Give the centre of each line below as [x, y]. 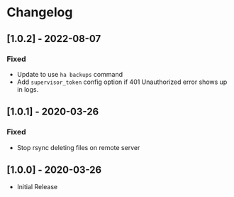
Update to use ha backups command [70, 74]
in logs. [28, 89]
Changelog [40, 12]
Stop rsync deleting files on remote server [78, 147]
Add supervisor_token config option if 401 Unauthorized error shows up [122, 82]
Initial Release [37, 187]
